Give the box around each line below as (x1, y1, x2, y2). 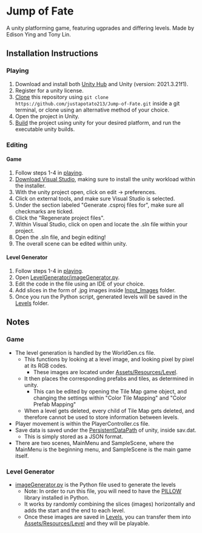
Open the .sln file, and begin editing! (15, 233, 106, 241)
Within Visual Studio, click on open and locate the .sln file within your (15, 220, 188, 228)
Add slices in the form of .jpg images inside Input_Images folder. (15, 286, 176, 293)
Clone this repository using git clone (15, 93, 109, 101)
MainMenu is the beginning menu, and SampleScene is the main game (15, 446, 191, 453)
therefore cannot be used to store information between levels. (24, 414, 179, 421)
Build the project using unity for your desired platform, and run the (15, 119, 181, 126)
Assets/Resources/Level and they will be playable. (24, 520, 150, 527)
